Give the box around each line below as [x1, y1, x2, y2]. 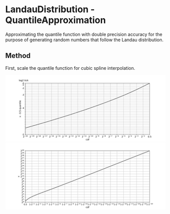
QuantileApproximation [5, 14, 106, 26]
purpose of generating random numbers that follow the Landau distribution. [5, 37, 164, 43]
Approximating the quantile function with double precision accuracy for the [5, 31, 163, 37]
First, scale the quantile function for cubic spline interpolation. [5, 65, 135, 71]
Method [5, 51, 31, 60]
